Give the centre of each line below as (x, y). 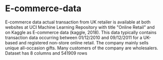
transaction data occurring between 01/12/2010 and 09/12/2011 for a (74, 38)
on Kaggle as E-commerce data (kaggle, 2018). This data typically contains (81, 32)
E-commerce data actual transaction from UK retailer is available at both (78, 22)
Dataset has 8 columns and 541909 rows (46, 53)
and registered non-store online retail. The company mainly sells (84, 42)
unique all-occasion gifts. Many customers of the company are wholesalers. (81, 48)
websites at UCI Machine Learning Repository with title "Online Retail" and (80, 27)
